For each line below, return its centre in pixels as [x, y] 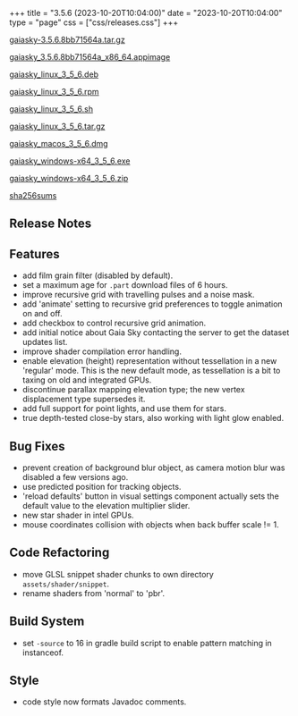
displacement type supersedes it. [84, 399]
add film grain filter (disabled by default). [98, 275]
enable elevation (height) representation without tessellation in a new [149, 361]
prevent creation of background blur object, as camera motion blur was [153, 468]
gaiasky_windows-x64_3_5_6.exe [70, 161]
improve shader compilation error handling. [102, 351]
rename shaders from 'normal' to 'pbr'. [94, 593]
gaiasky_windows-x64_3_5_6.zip [69, 178]
